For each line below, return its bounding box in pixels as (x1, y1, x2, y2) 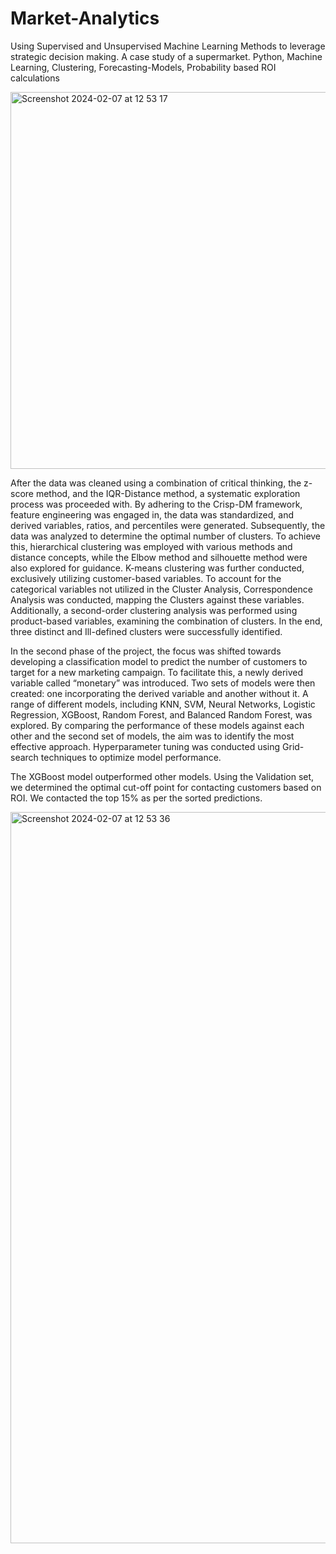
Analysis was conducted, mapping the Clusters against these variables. (10, 593, 305, 606)
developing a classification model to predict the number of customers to (10, 655, 308, 667)
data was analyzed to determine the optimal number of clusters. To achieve (10, 530, 322, 542)
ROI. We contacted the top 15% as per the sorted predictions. (10, 792, 263, 804)
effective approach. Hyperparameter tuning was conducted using (10, 740, 281, 752)
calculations (10, 72, 60, 84)
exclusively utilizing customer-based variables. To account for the (10, 572, 282, 584)
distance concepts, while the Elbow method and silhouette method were (10, 551, 308, 563)
